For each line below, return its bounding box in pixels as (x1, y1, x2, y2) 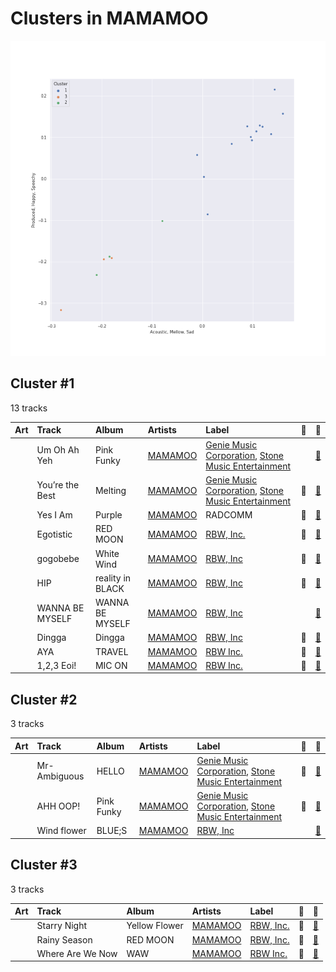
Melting (94, 484, 127, 496)
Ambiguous (36, 770, 85, 782)
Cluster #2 (10, 691, 78, 708)
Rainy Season (36, 933, 93, 946)
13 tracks (10, 402, 48, 414)
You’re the (36, 479, 80, 491)
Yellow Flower (126, 920, 184, 932)
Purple (94, 509, 123, 521)
